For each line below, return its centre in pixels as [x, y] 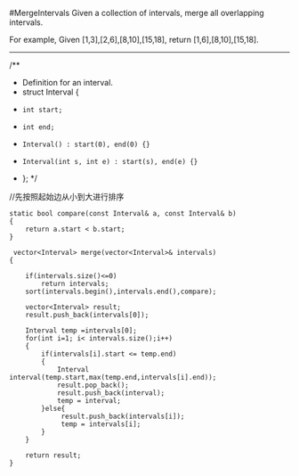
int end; [38, 127]
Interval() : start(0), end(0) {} [86, 144]
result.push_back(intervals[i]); [123, 416]
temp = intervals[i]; [101, 424]
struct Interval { [50, 92]
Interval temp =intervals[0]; [81, 331]
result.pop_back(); [93, 385]
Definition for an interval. [68, 82]
